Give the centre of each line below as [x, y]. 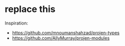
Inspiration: [16, 23]
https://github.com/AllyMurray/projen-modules [61, 38]
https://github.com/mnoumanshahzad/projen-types [66, 32]
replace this [30, 9]
